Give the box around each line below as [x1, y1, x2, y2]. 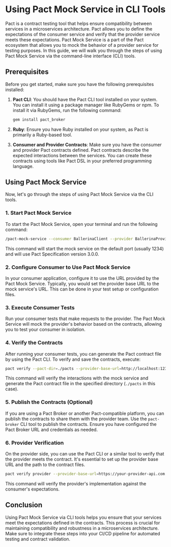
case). [5, 386, 19, 392]
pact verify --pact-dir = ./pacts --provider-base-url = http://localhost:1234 [5, 366, 169, 371]
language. [12, 163, 34, 169]
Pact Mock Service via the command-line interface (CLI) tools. [5, 52, 136, 59]
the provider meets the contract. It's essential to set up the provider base [5, 456, 159, 462]
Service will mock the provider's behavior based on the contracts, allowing [5, 321, 162, 327]
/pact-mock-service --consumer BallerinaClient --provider [5, 236, 133, 241]
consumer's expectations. [5, 486, 60, 492]
